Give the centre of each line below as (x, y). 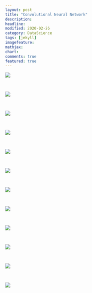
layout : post (19, 10)
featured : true (21, 61)
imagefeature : (20, 43)
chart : (12, 52)
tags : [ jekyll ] (21, 38)
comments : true (21, 56)
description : (19, 19)
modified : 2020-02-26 (28, 29)
